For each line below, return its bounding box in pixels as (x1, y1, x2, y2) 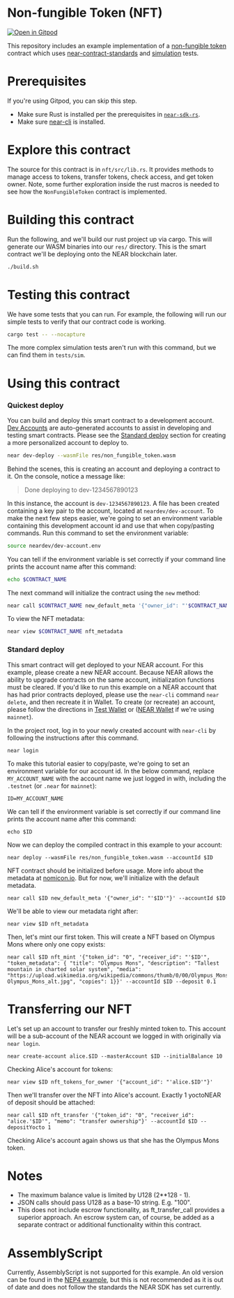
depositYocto (7, 1123, 45, 1131)
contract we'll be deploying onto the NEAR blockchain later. (7, 249, 178, 258)
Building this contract (7, 212, 134, 228)
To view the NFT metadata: (7, 615, 85, 623)
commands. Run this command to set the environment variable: (7, 529, 189, 537)
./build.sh (7, 263, 39, 270)
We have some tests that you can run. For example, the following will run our (7, 309, 227, 319)
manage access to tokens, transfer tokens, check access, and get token (7, 173, 214, 181)
